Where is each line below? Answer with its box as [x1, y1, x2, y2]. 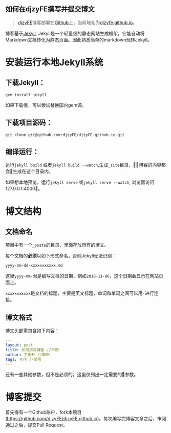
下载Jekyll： [5, 78, 46, 87]
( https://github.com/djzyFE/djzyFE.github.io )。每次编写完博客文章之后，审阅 [5, 416, 166, 422]
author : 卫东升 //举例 [5, 352, 50, 357]
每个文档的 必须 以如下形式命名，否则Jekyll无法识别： [5, 253, 117, 259]
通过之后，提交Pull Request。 [5, 422, 68, 428]
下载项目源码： [5, 118, 53, 127]
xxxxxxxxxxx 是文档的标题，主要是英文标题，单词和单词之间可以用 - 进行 [5, 290, 154, 296]
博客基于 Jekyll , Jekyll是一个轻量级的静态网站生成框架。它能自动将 [5, 30, 145, 36]
